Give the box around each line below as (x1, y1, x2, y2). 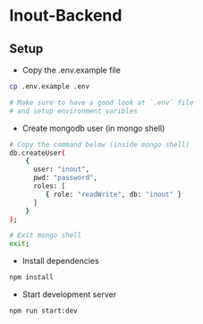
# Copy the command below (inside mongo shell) (9, 140, 190, 149)
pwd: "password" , (32, 174, 98, 183)
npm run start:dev (9, 306, 78, 315)
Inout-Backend (9, 5, 123, 26)
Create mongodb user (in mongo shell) (21, 123, 165, 133)
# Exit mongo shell (9, 231, 82, 240)
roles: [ (32, 182, 66, 191)
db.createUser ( (9, 149, 66, 158)
